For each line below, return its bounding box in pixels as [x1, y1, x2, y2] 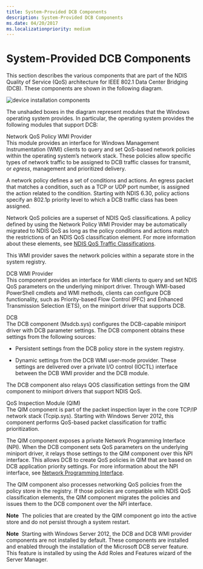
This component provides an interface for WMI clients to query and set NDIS [6, 276, 198, 284]
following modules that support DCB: [6, 121, 99, 128]
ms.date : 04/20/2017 [6, 20, 59, 26]
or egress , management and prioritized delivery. [6, 165, 126, 173]
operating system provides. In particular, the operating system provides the [6, 115, 194, 122]
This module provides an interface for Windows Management [6, 139, 159, 147]
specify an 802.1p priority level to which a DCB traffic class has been [6, 196, 178, 204]
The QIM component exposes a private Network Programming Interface [6, 437, 186, 444]
